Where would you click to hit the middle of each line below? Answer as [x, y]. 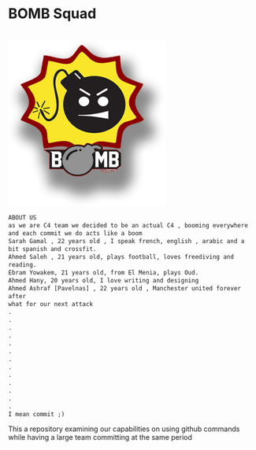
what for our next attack [50, 304]
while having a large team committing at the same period [100, 437]
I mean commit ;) [37, 414]
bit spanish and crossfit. [52, 249]
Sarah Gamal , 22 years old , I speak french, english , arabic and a [126, 241]
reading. [22, 264]
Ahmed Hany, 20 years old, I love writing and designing [104, 280]
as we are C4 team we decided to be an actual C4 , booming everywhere [128, 225]
